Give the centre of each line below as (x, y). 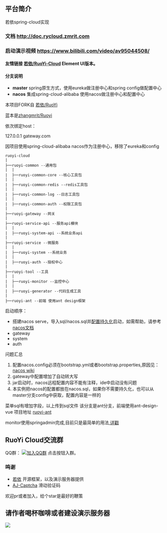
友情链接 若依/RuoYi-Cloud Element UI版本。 (52, 63)
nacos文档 (23, 328)
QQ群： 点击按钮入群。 (42, 453)
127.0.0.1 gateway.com (28, 136)
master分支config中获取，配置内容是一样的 (57, 395)
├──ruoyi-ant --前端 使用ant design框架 (45, 301)
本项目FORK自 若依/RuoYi (31, 105)
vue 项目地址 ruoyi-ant (28, 412)
